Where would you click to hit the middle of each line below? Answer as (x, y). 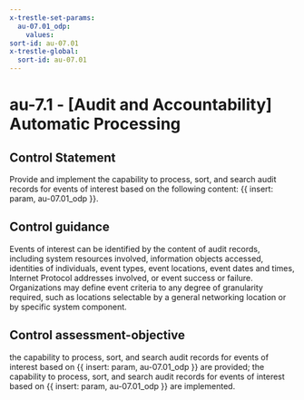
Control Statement (63, 157)
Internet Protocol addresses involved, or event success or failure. (131, 278)
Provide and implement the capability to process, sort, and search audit (143, 179)
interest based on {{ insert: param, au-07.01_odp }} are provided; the (137, 366)
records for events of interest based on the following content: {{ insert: (142, 189)
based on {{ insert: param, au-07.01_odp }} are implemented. (123, 385)
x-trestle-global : (44, 52)
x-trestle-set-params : (52, 18)
